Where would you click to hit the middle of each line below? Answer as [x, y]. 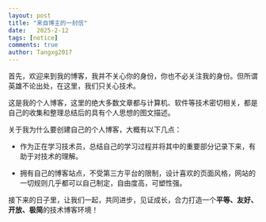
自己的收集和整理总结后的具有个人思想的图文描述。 [91, 113]
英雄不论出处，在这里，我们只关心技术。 [74, 86]
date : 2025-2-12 [38, 30]
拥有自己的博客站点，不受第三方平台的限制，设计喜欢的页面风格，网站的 [137, 173]
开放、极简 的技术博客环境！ [53, 210]
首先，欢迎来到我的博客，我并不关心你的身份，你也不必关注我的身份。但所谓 [133, 76]
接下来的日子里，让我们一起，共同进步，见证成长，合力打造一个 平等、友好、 [133, 200]
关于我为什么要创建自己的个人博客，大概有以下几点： [95, 129]
